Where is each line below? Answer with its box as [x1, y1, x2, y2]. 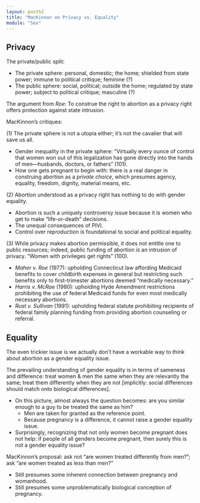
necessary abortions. [14, 296, 68, 303]
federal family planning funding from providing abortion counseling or [14, 309, 187, 316]
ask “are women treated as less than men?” [6, 459, 114, 466]
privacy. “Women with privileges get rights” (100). [6, 253, 129, 260]
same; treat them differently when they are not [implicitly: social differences [6, 379, 193, 386]
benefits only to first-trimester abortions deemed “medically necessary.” [14, 277, 193, 284]
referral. [14, 315, 35, 322]
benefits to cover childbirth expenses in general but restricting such [14, 271, 183, 278]
